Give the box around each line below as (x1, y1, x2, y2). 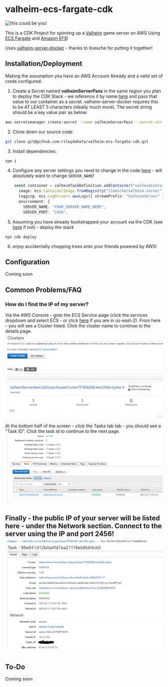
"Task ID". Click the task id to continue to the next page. (5, 428, 120, 434)
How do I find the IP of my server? (5, 300, 89, 307)
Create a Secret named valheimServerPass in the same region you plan (12, 88, 161, 94)
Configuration (5, 258, 50, 267)
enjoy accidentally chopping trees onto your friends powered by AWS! (12, 243, 157, 249)
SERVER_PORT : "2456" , (23, 209, 68, 214)
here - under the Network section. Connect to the (5, 521, 162, 530)
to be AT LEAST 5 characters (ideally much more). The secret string (12, 104, 152, 110)
